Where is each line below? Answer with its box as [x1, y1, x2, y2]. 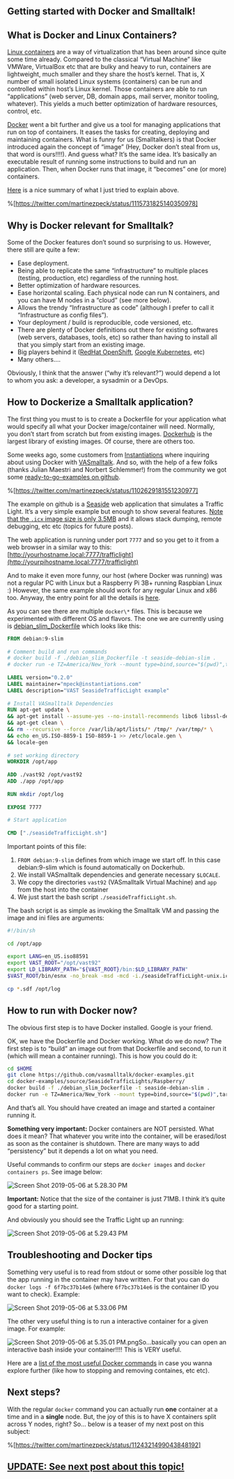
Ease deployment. [17, 259, 70, 268]
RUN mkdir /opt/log [7, 790, 64, 797]
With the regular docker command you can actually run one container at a [7, 1404, 218, 1413]
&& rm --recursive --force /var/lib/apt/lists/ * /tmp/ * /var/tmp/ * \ [7, 726, 214, 733]
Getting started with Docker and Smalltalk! [7, 6, 196, 17]
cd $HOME [7, 1065, 33, 1072]
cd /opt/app [7, 940, 42, 947]
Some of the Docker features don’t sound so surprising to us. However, [7, 238, 212, 247]
